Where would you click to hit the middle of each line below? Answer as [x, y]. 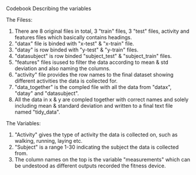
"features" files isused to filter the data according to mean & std [91, 62]
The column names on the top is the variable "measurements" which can [102, 159]
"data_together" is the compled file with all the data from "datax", [93, 87]
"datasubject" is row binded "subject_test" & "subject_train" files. [93, 56]
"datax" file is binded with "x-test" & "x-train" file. [74, 44]
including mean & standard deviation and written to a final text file [94, 106]
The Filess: [19, 20]
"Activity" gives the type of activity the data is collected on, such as [96, 135]
